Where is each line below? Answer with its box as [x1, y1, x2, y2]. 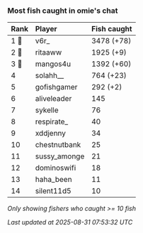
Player [35, 24, 58, 34]
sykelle [35, 105, 59, 115]
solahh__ [35, 70, 64, 80]
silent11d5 [35, 186, 72, 196]
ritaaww [35, 48, 62, 58]
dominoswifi [35, 163, 76, 173]
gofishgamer [35, 82, 78, 92]
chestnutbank [35, 140, 81, 150]
